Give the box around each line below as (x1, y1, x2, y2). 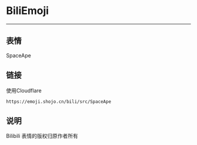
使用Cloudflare (6, 87, 42, 94)
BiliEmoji (6, 4, 49, 18)
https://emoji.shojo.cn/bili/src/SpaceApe (6, 98, 111, 105)
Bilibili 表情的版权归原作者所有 (6, 133, 79, 140)
